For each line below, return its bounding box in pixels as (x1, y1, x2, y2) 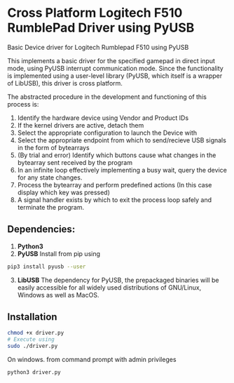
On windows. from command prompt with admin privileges (7, 356, 177, 364)
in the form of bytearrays (17, 143, 90, 152)
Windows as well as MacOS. (17, 290, 99, 299)
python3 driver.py (7, 369, 61, 376)
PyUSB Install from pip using (17, 249, 100, 257)
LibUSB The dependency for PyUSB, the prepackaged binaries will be (17, 276, 219, 284)
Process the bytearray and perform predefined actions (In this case (17, 180, 212, 189)
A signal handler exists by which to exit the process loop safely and (17, 195, 212, 204)
